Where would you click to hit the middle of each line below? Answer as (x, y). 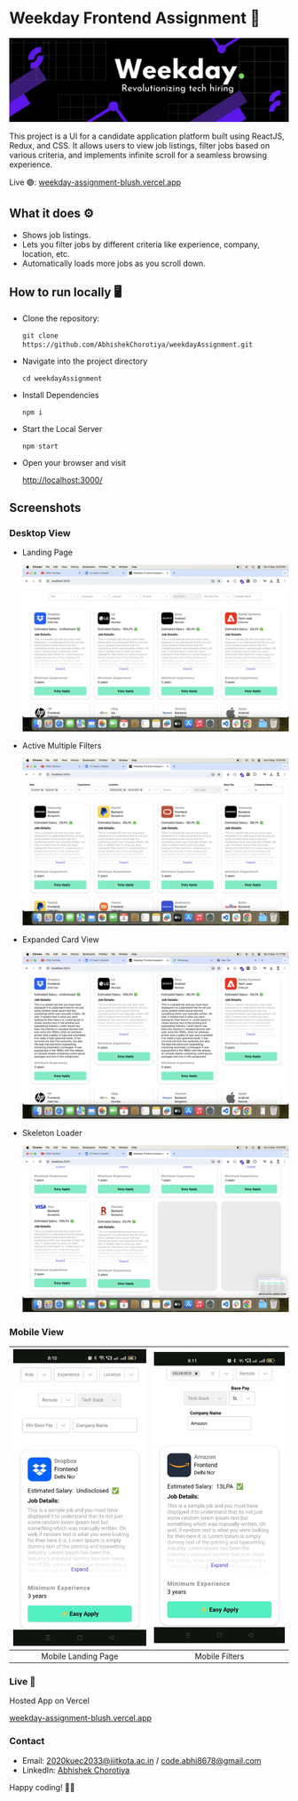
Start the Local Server (62, 428)
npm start (40, 446)
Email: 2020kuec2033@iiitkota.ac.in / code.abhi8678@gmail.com (141, 1760)
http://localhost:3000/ (62, 480)
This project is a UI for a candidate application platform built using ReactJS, (147, 136)
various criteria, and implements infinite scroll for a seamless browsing (138, 156)
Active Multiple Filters (62, 746)
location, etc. (46, 253)
